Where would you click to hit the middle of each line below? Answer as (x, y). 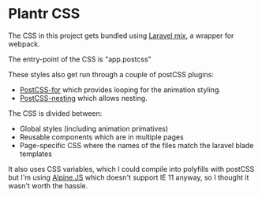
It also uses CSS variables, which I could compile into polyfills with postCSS (131, 169)
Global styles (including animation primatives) (94, 128)
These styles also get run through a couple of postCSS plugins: (111, 74)
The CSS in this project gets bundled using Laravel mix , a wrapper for (121, 35)
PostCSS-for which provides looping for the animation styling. (120, 89)
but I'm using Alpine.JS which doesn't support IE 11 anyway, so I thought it (129, 177)
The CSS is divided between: (55, 113)
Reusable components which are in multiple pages (101, 137)
